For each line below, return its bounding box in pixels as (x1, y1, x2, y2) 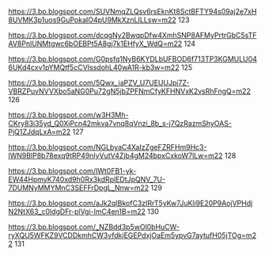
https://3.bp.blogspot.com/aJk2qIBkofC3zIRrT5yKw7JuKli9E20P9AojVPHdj (8, 198, 253, 208)
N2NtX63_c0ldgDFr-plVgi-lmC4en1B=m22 (8, 207, 146, 216)
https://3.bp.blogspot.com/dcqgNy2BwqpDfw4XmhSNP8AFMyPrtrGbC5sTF (8, 31, 257, 40)
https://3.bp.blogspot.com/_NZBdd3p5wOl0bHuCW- (8, 222, 180, 231)
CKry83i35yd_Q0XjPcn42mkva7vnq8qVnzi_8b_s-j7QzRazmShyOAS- (8, 119, 232, 128)
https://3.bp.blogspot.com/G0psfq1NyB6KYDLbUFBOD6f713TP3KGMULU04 (8, 55, 257, 63)
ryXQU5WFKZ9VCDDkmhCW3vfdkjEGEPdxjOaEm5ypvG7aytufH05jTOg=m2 (8, 231, 257, 240)
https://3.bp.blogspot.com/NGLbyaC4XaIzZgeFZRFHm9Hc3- (8, 143, 207, 151)
